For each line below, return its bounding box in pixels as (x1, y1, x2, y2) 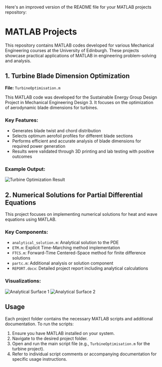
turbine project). (12, 346, 44, 351)
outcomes (12, 154, 32, 159)
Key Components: (5, 228, 48, 235)
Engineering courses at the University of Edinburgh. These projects (5, 47, 139, 53)
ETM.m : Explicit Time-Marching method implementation (12, 245, 120, 251)
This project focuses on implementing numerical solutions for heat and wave (5, 211, 158, 217)
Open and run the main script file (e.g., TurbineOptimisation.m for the (12, 340, 150, 347)
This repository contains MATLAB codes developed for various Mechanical (5, 42, 154, 48)
